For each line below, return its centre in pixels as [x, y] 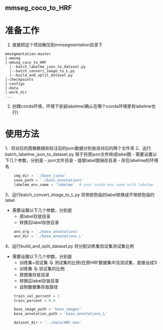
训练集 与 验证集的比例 [42, 268]
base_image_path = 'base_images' [48, 309]
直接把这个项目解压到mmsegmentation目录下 [57, 45]
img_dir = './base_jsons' [40, 176]
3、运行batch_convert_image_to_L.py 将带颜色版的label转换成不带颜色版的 [80, 195]
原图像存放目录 [34, 275]
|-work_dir [16, 92]
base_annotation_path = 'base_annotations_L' [61, 314]
